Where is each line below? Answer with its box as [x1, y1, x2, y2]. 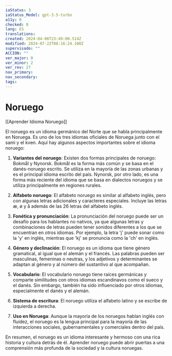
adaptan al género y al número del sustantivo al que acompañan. [12, 261, 150, 268]
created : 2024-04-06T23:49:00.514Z [5, 37, 82, 42]
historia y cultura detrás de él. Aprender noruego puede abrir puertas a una [5, 339, 165, 345]
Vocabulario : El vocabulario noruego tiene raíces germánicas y [12, 271, 147, 277]
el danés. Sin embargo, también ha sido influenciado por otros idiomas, [12, 282, 164, 288]
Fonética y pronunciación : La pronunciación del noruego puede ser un [12, 213, 164, 219]
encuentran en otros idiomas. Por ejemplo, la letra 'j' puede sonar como [12, 229, 164, 236]
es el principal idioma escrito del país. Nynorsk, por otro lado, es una [12, 171, 159, 177]
